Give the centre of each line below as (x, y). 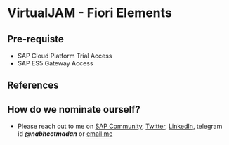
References (33, 86)
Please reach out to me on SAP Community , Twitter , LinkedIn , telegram (120, 126)
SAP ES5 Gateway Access (55, 63)
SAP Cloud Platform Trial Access (65, 56)
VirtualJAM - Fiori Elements (90, 13)
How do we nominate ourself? (74, 109)
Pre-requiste (36, 39)
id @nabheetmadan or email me (65, 134)
